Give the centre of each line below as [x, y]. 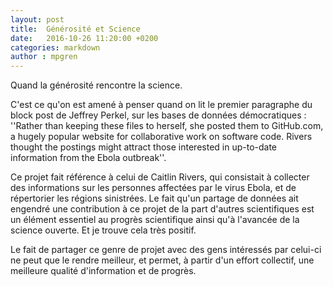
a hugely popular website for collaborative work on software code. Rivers [161, 137]
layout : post [37, 19]
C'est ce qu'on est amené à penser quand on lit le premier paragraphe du [161, 105]
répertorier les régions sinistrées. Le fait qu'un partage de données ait [154, 198]
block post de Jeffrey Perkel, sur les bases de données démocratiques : [158, 115]
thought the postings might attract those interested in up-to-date [144, 147]
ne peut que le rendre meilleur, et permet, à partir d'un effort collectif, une [162, 260]
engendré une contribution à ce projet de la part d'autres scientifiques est [162, 209]
